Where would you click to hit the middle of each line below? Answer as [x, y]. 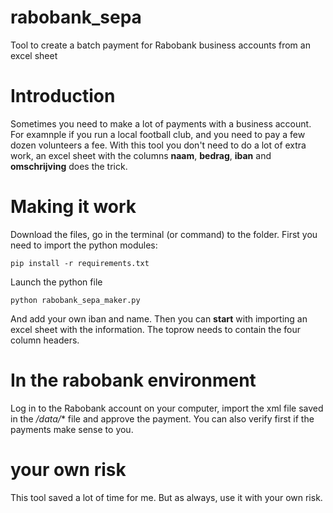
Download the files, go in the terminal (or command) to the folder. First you [164, 234]
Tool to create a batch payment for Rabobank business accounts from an [160, 45]
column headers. [45, 340]
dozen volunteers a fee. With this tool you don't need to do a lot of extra [158, 145]
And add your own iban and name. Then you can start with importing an [159, 318]
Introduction [63, 96]
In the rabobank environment [133, 380]
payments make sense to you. [72, 429]
